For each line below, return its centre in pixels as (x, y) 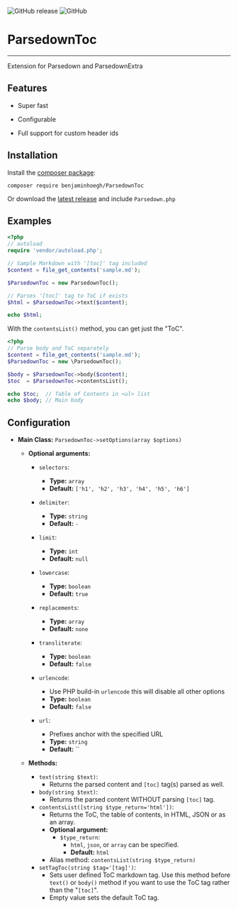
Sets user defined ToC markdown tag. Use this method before (140, 875)
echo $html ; (25, 315)
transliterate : (61, 642)
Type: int (64, 552)
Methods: (43, 763)
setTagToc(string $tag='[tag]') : (87, 868)
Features (27, 88)
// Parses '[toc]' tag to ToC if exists (68, 296)
